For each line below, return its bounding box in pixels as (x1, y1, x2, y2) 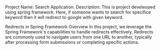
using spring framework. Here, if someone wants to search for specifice (5, 9, 151, 15)
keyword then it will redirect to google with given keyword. (5, 15, 124, 20)
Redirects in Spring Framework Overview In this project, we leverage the (5, 24, 152, 30)
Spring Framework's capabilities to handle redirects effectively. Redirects (5, 29, 154, 34)
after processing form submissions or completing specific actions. (5, 39, 139, 45)
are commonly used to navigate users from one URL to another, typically (5, 34, 152, 40)
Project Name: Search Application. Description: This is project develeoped (5, 4, 156, 10)
